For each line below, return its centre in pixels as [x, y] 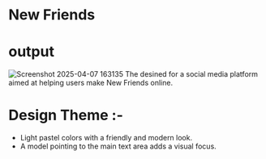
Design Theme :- [66, 115]
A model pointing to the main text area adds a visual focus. [118, 146]
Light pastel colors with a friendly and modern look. [106, 138]
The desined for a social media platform [191, 74]
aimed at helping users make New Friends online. [90, 83]
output [32, 52]
